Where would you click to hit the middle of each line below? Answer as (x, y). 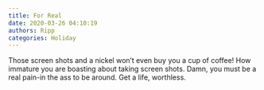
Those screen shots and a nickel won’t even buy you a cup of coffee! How (130, 61)
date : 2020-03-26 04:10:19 (53, 23)
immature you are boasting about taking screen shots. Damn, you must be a (132, 69)
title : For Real (35, 16)
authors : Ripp (32, 30)
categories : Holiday (43, 38)
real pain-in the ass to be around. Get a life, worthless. (97, 77)
